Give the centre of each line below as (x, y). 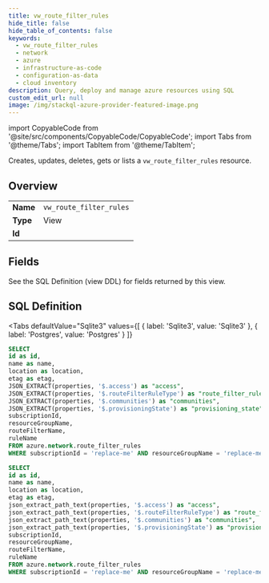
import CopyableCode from (53, 128)
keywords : (25, 38)
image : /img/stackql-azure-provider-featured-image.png (103, 105)
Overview (33, 186)
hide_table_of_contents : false (60, 30)
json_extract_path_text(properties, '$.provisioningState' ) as (116, 527)
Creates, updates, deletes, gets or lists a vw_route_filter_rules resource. (130, 160)
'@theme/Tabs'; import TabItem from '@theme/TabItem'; (102, 145)
